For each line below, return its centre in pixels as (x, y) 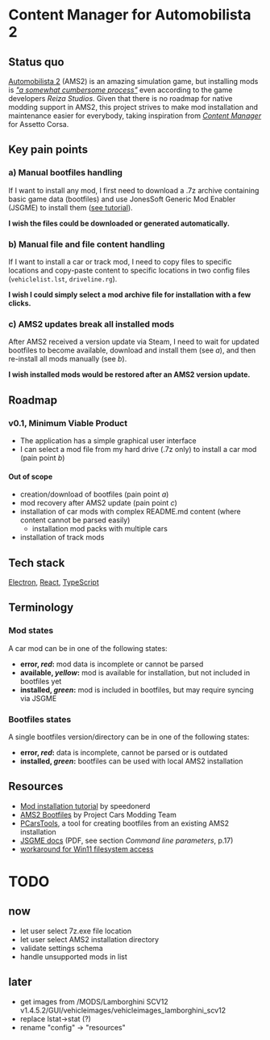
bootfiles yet (41, 681)
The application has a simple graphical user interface (108, 440)
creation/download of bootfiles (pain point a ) (94, 494)
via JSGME (38, 698)
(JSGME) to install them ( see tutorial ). (71, 207)
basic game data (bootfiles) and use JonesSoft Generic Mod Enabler (122, 199)
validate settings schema (61, 948)
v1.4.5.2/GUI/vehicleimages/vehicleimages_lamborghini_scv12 (123, 1010)
